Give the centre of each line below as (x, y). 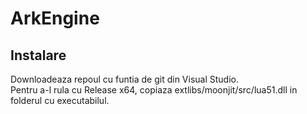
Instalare (38, 55)
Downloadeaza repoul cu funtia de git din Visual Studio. (124, 79)
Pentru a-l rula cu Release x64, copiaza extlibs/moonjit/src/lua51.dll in (154, 90)
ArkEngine (55, 18)
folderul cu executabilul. (60, 100)
